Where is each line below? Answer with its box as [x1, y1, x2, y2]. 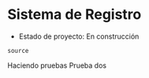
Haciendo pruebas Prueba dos [7, 61, 107, 70]
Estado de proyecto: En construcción [18, 32, 140, 41]
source [7, 46, 29, 54]
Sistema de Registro [7, 6, 142, 24]
